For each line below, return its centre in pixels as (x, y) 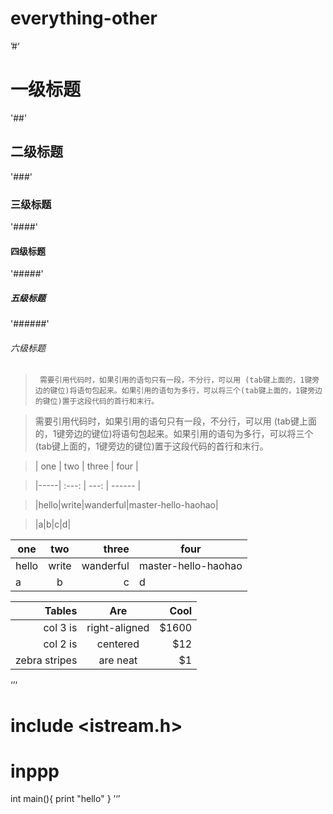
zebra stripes (46, 660)
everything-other (84, 18)
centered (118, 644)
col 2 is (60, 644)
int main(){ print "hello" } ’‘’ (65, 799)
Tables (61, 611)
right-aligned (118, 628)
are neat (118, 660)
